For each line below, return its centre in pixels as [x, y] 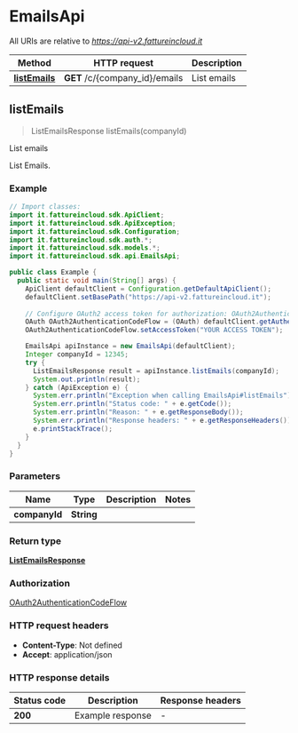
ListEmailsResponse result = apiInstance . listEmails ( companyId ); [156, 370]
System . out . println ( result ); [86, 379]
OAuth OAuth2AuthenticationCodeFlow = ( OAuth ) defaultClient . [142, 322]
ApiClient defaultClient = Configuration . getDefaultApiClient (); [149, 289]
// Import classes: [45, 207]
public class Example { [53, 273]
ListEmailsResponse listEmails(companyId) [109, 131]
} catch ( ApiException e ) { [77, 387]
